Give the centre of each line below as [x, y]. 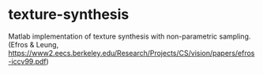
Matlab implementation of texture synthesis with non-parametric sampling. [130, 36]
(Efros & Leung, [34, 44]
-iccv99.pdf [27, 61]
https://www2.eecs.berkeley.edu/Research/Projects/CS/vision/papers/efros [131, 53]
